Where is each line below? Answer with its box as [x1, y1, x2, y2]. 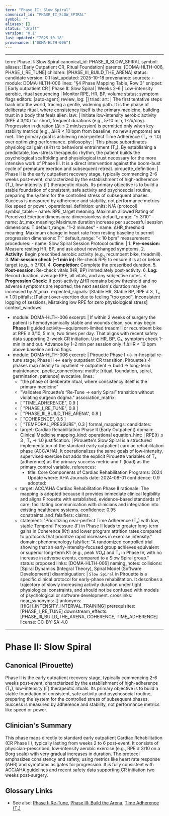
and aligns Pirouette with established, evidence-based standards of [20, 496, 160, 502]
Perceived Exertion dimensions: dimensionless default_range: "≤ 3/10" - [5, 213, 154, 219]
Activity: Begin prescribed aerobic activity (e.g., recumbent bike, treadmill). [5, 251, 162, 257]
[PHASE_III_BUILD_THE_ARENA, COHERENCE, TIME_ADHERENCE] [20, 613, 158, 619]
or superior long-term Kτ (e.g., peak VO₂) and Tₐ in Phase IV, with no [20, 549, 162, 555]
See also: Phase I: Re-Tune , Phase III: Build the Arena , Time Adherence [12, 800, 159, 806]
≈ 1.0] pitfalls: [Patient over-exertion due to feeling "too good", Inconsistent [5, 294, 160, 300]
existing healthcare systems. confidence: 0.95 [20, 507, 116, 513]
